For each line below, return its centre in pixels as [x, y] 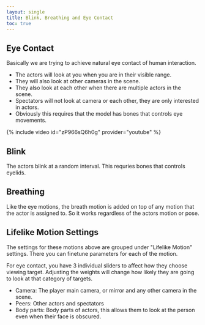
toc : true [19, 23]
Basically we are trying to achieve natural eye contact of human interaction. [101, 63]
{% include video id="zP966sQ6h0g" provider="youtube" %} [84, 132]
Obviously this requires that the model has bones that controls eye [99, 114]
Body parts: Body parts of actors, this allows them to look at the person [105, 310]
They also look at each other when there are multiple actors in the [98, 88]
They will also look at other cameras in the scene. [78, 81]
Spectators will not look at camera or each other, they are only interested [107, 101]
